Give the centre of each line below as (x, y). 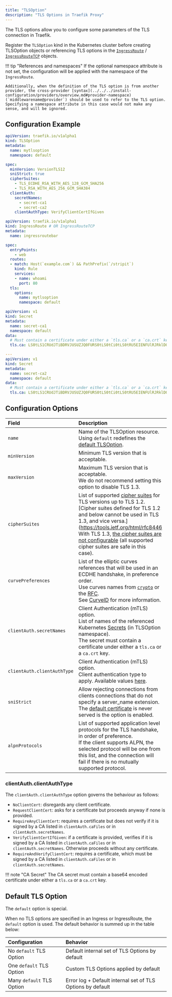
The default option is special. (37, 908)
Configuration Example (43, 124)
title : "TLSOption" (26, 10)
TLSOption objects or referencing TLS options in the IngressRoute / (76, 50)
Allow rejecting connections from (118, 689)
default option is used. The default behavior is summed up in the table (80, 924)
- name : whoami (31, 278)
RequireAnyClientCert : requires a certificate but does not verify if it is (86, 821)
